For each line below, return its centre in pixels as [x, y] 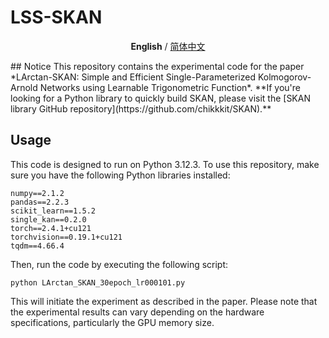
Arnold [24, 87]
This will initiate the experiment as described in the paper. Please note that [164, 301]
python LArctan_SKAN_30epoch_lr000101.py [98, 282]
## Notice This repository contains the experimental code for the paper [157, 66]
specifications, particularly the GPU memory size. [112, 322]
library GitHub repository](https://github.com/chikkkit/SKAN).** [141, 108]
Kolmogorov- [284, 77]
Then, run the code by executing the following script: [119, 264]
